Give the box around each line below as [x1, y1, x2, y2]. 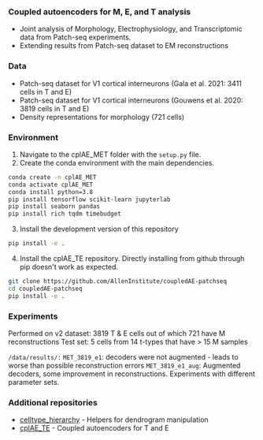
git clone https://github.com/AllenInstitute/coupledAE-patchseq [8, 278, 227, 285]
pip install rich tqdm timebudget [8, 210, 122, 218]
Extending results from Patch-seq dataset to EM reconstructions [19, 41, 229, 50]
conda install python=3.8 [8, 188, 93, 196]
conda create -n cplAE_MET [8, 173, 97, 181]
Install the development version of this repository [19, 224, 179, 234]
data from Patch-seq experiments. [19, 32, 131, 42]
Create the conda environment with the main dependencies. [19, 158, 215, 167]
